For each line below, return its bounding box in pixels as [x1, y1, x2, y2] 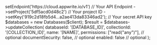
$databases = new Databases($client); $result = [5, 19, 103, 25]
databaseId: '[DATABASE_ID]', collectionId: [45, 24, 131, 30]
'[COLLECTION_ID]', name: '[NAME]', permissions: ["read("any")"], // [5, 30, 145, 35]
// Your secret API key [107, 14, 152, 20]
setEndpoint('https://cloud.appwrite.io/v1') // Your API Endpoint [5, 4, 132, 9]
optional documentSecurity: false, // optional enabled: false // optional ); [5, 35, 151, 40]
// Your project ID [68, 9, 103, 15]
